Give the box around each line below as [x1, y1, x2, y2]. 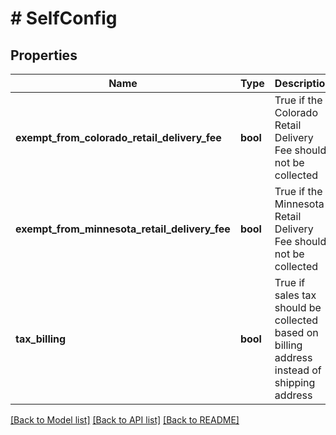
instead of [274, 363, 322, 377]
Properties [10, 47, 78, 64]
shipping [274, 376, 316, 389]
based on [274, 326, 319, 339]
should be [274, 301, 322, 314]
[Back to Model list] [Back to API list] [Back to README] [10, 414, 240, 426]
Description [274, 77, 332, 90]
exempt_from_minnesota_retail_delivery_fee [15, 222, 231, 236]
